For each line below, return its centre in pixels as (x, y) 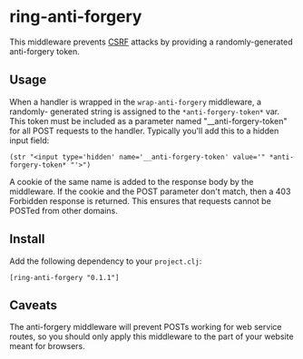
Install (27, 239)
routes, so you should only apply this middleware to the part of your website (151, 336)
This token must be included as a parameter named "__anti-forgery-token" (148, 121)
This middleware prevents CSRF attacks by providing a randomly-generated (151, 42)
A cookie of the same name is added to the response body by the (132, 181)
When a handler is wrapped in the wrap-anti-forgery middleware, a (135, 102)
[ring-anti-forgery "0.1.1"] (64, 277)
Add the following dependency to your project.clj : (106, 261)
